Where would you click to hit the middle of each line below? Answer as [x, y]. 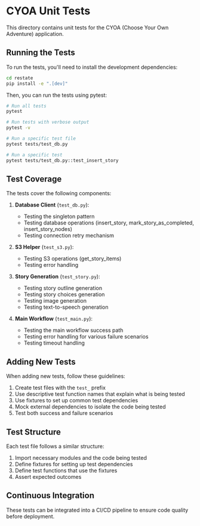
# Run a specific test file [41, 139]
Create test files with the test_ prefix [60, 388]
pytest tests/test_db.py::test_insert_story [62, 160]
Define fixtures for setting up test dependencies [74, 464]
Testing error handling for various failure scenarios [86, 337]
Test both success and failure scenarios [64, 413]
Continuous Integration [50, 496]
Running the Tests [41, 53]
